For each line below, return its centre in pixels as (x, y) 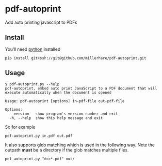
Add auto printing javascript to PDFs (41, 22)
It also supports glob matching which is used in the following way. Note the (80, 145)
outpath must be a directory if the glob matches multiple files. (67, 150)
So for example (20, 127)
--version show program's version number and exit (64, 114)
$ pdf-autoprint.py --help (32, 84)
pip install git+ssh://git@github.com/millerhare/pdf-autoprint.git (76, 58)
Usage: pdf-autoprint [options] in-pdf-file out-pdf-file (65, 101)
